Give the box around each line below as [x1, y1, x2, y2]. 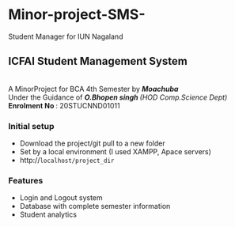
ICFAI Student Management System [8, 55, 188, 68]
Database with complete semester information [19, 202, 171, 211]
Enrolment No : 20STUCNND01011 [8, 100, 120, 110]
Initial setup [8, 120, 55, 131]
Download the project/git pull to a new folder [19, 138, 165, 148]
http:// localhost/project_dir [19, 156, 115, 165]
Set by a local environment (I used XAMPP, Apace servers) [19, 147, 212, 157]
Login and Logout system [19, 193, 103, 202]
